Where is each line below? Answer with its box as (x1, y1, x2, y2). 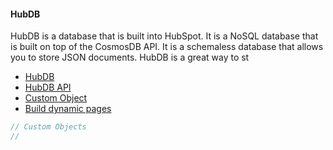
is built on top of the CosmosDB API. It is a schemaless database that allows (10, 41, 324, 53)
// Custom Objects (10, 122, 87, 132)
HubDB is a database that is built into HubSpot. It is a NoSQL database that (10, 30, 319, 42)
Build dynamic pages (24, 103, 112, 115)
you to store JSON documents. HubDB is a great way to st (10, 51, 250, 64)
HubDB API (24, 81, 72, 94)
